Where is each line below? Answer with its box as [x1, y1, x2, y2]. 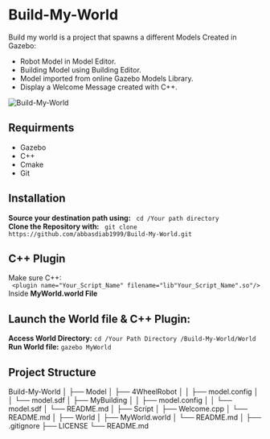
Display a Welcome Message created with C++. [19, 82, 178, 92]
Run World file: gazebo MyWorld [8, 342, 112, 352]
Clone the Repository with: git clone [8, 222, 138, 231]
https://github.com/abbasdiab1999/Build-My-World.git [8, 230, 193, 238]
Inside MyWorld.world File [8, 288, 98, 299]
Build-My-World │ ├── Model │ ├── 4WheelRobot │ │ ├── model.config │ [8, 387, 259, 396]
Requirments [8, 121, 75, 135]
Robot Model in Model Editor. [19, 56, 117, 66]
